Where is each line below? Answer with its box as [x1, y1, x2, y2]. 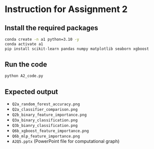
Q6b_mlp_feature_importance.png [12, 134, 80, 139]
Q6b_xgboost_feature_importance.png [12, 128, 89, 134]
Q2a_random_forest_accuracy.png [12, 102, 80, 107]
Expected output [5, 87, 58, 96]
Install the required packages [5, 24, 99, 32]
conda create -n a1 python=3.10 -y [5, 37, 80, 42]
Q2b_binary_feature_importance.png [12, 112, 87, 118]
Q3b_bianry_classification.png [12, 123, 78, 128]
